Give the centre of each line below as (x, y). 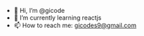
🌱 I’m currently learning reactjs (57, 18)
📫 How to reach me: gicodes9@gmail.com (75, 25)
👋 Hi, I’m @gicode (39, 11)
